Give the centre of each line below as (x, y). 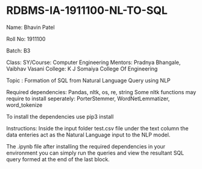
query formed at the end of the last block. (58, 159)
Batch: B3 (18, 50)
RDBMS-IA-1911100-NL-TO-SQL (87, 11)
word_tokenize (24, 105)
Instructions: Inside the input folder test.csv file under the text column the (97, 128)
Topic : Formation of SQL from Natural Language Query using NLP (88, 80)
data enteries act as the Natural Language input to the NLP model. (88, 135)
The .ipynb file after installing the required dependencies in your (86, 146)
